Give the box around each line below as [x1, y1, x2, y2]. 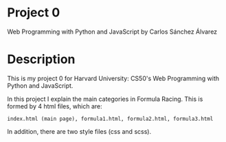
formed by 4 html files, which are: [7, 102, 103, 110]
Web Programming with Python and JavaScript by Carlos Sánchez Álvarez [7, 27, 218, 36]
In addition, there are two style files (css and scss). [7, 127, 152, 135]
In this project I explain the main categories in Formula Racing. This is [7, 95, 203, 103]
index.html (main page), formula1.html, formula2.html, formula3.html [7, 115, 214, 122]
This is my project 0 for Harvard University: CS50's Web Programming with [7, 74, 220, 82]
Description [7, 51, 76, 67]
